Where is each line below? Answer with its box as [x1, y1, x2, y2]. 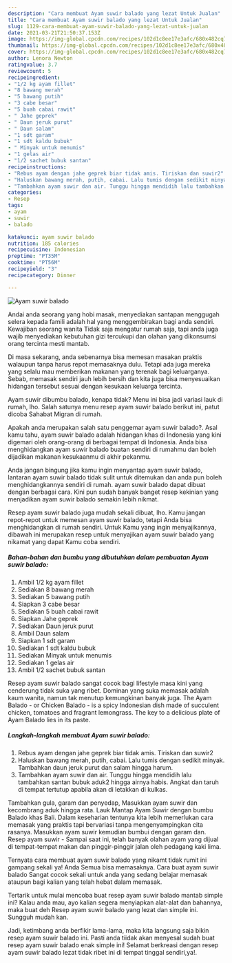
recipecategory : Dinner [8, 272, 76, 279]
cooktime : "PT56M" [8, 259, 61, 266]
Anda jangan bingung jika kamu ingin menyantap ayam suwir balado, [8, 466, 203, 474]
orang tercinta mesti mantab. [8, 339, 90, 347]
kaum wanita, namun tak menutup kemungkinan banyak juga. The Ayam [8, 693, 212, 702]
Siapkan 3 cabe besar [17, 600, 80, 608]
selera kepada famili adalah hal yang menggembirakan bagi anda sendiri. [8, 317, 215, 325]
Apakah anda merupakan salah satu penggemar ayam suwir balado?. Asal [8, 423, 218, 431]
